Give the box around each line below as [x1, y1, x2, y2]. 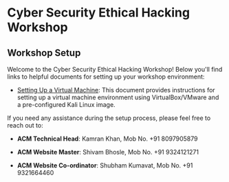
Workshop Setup [7, 47, 81, 59]
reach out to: [7, 121, 43, 129]
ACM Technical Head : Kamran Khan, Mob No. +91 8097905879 [17, 134, 198, 143]
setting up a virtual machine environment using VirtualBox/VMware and [17, 93, 219, 101]
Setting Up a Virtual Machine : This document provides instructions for [17, 86, 215, 94]
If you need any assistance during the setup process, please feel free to [7, 114, 211, 122]
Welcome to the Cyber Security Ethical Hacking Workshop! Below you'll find [7, 65, 223, 73]
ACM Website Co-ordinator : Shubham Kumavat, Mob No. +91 [17, 161, 193, 170]
